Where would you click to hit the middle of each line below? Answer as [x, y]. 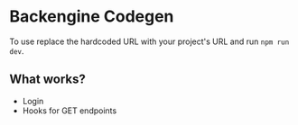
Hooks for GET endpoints [70, 111]
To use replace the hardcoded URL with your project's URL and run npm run [149, 41]
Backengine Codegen [92, 17]
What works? [47, 80]
